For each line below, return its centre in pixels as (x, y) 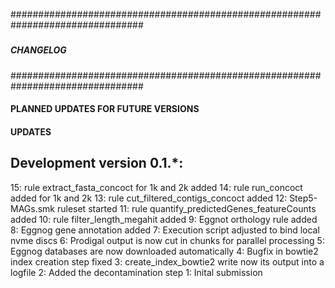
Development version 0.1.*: (97, 163)
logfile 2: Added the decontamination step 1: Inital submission (136, 272)
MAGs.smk (33, 208)
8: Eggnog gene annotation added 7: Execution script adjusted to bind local (165, 230)
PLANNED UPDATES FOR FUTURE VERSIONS (105, 109)
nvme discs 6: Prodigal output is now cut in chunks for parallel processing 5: (167, 240)
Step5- (303, 198)
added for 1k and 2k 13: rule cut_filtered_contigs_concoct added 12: (149, 198)
